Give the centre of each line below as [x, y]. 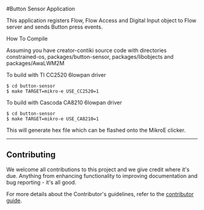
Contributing [31, 155]
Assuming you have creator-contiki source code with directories [87, 50]
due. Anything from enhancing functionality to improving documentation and [102, 176]
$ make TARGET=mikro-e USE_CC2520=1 [53, 91]
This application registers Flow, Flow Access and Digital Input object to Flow [101, 20]
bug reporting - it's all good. [42, 182]
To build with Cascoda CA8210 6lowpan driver [64, 103]
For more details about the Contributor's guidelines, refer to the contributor [100, 194]
